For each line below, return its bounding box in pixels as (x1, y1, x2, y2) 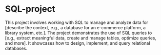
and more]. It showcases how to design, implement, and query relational (5, 40, 150, 46)
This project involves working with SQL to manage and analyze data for (5, 19, 148, 25)
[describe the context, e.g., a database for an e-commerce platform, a (5, 24, 146, 30)
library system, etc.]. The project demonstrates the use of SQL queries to (5, 30, 152, 36)
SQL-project (5, 3, 56, 15)
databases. (5, 45, 28, 51)
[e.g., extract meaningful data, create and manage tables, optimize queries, (5, 35, 157, 41)
